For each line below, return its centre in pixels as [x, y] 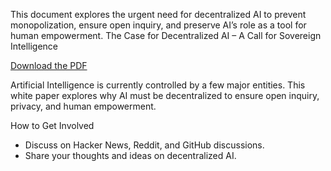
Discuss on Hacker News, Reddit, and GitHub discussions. [144, 145]
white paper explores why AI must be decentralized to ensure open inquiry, [165, 95]
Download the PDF [49, 65]
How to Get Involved [52, 125]
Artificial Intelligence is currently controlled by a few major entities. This [158, 85]
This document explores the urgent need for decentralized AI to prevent [158, 14]
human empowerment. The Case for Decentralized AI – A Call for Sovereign [166, 35]
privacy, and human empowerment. [83, 106]
